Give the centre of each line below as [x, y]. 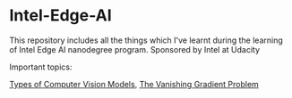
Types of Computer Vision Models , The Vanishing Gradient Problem [134, 84]
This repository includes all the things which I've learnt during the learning [146, 40]
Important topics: [41, 67]
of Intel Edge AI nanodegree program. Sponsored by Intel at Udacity [135, 49]
